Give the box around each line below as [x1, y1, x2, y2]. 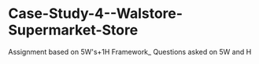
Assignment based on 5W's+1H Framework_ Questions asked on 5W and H [8, 47, 252, 56]
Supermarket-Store [8, 21, 139, 39]
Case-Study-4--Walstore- [8, 5, 183, 23]
